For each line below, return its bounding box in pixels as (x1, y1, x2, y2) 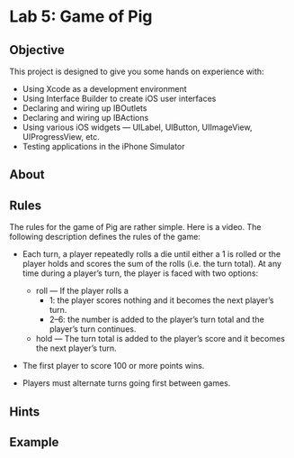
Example (9, 435, 59, 450)
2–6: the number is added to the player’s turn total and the (49, 314, 265, 325)
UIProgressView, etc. (22, 132, 101, 142)
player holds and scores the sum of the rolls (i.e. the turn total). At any (22, 259, 281, 270)
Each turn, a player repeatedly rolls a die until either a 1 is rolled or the (22, 249, 281, 260)
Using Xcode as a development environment (22, 84, 187, 94)
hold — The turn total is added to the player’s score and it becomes (35, 334, 286, 344)
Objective (9, 42, 66, 58)
